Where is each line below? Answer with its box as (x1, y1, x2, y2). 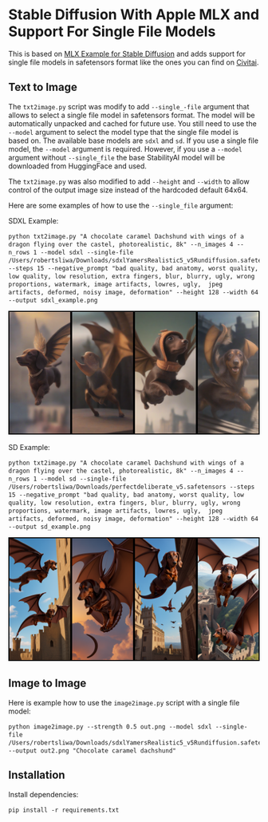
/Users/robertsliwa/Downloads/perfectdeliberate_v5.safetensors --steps (8, 483, 255, 491)
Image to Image (8, 677, 87, 690)
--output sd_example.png (8, 523, 91, 531)
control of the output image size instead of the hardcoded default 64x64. (8, 185, 249, 195)
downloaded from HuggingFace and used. (8, 161, 148, 171)
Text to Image (8, 81, 77, 94)
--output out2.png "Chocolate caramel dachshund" (8, 746, 177, 755)
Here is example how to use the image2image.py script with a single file (8, 698, 240, 707)
